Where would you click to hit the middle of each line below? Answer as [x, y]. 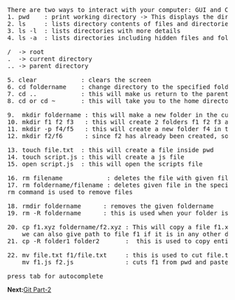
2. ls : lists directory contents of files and [98, 24]
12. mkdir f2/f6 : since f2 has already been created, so [118, 136]
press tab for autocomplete [55, 276]
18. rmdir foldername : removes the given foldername [111, 206]
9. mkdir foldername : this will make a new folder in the [113, 115]
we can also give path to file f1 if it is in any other [122, 234]
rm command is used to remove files [70, 192]
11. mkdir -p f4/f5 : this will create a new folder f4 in [114, 129]
